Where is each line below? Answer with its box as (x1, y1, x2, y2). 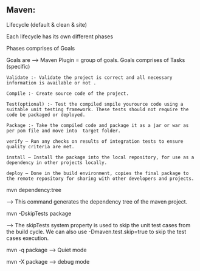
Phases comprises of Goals (6, 44, 75, 52)
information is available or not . (6, 80, 97, 86)
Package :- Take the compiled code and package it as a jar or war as (6, 122, 189, 128)
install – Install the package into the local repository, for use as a (6, 154, 195, 160)
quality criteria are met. (6, 143, 75, 149)
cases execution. (6, 234, 49, 242)
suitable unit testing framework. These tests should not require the (6, 106, 189, 112)
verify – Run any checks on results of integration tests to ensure (6, 138, 184, 145)
